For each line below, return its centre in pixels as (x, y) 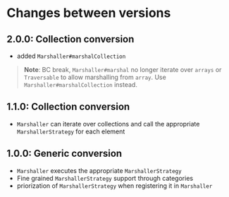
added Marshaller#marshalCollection (71, 56)
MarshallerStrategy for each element (71, 131)
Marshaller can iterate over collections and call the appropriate (108, 124)
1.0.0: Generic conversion (64, 154)
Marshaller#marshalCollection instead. (81, 85)
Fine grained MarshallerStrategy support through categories (105, 178)
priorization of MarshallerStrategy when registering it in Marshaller (114, 186)
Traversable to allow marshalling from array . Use (95, 77)
